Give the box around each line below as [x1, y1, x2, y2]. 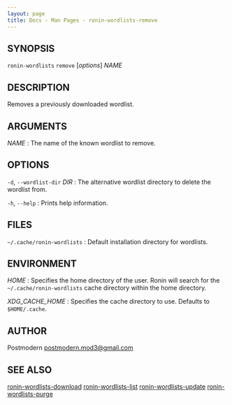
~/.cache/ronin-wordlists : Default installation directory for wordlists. [7, 237, 208, 246]
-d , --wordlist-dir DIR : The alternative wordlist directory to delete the [7, 178, 211, 186]
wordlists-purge [7, 390, 54, 398]
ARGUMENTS [7, 120, 68, 132]
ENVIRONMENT [7, 257, 77, 269]
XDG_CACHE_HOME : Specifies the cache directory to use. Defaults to [7, 297, 210, 306]
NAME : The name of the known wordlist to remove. [7, 138, 156, 147]
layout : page [7, 10, 45, 17]
